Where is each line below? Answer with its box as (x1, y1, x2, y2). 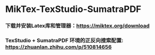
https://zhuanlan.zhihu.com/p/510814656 (5, 43, 112, 50)
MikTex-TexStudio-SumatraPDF (5, 3, 141, 15)
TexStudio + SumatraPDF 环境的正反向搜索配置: (5, 37, 123, 44)
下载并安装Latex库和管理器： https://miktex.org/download (5, 22, 150, 29)
